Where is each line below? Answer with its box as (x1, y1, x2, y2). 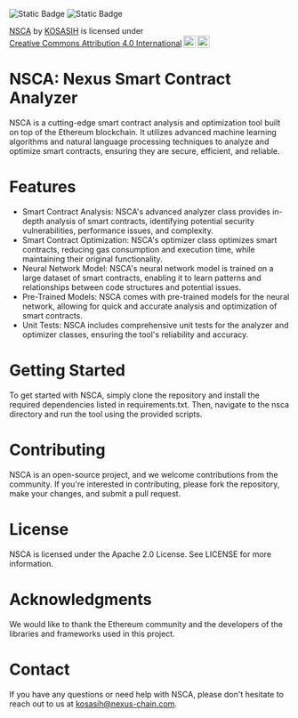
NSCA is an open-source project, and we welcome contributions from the (9, 469, 278, 480)
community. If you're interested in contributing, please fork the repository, (9, 479, 280, 489)
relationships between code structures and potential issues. (21, 281, 242, 293)
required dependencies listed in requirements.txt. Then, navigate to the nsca (9, 399, 290, 409)
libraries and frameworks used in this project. (9, 628, 175, 639)
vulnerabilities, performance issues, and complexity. (21, 225, 213, 236)
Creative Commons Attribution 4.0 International (9, 38, 182, 48)
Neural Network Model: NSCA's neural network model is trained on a (21, 262, 274, 273)
